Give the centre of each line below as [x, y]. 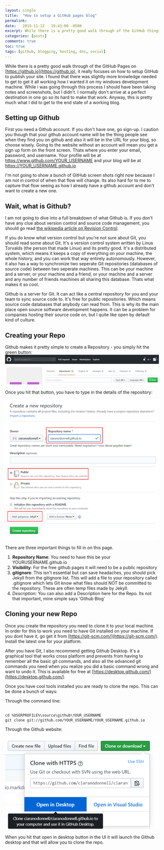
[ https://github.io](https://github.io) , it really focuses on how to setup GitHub [82, 71]
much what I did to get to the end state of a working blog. [63, 102]
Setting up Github [32, 118]
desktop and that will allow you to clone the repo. [54, 842]
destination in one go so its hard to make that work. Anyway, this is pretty [79, 97]
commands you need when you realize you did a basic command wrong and [82, 666]
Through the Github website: [34, 729]
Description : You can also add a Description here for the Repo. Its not [82, 593]
